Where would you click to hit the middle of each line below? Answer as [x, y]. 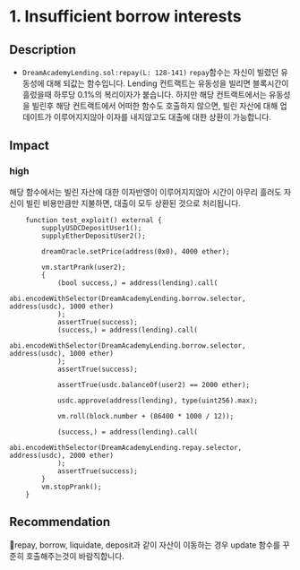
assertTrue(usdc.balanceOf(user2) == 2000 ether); [154, 384]
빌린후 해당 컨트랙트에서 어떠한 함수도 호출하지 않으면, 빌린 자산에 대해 [155, 106]
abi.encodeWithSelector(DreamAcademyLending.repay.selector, [126, 447]
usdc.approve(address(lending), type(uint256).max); [157, 401]
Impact [29, 146]
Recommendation [60, 522]
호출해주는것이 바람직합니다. [75, 556]
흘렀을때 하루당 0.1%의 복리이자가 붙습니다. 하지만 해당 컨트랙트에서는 [144, 95]
